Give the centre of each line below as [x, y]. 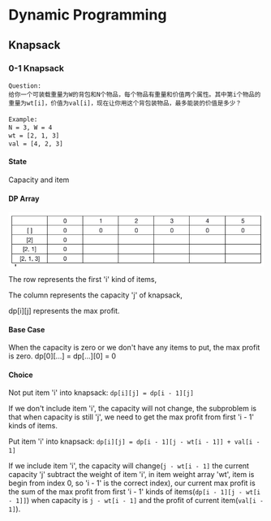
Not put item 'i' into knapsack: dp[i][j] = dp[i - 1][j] [101, 393]
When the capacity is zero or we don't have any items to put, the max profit [134, 348]
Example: [23, 119]
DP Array [24, 198]
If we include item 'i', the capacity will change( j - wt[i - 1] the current [129, 466]
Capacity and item [39, 180]
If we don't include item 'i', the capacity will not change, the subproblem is [133, 409]
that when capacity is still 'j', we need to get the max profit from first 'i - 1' [131, 417]
